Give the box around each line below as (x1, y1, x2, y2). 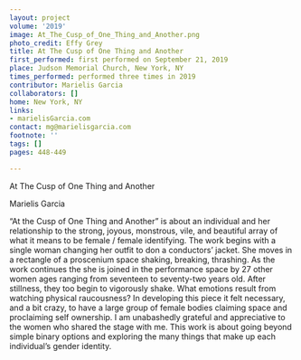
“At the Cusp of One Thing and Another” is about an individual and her (9, 215, 271, 226)
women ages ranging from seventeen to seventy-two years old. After (9, 273, 267, 284)
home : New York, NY (9, 97, 83, 107)
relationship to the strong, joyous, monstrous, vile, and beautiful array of (9, 225, 278, 236)
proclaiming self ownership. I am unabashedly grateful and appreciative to (9, 311, 287, 322)
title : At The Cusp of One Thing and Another (9, 47, 183, 56)
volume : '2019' (9, 22, 67, 31)
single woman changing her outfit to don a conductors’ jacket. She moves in (9, 244, 293, 255)
